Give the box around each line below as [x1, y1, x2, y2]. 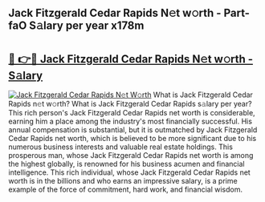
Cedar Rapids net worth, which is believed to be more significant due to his [8, 134, 257, 143]
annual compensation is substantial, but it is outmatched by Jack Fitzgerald [8, 125, 258, 135]
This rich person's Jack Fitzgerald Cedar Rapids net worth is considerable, [8, 108, 255, 117]
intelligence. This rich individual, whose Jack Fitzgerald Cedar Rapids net [8, 168, 251, 177]
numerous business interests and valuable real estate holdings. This [8, 142, 233, 151]
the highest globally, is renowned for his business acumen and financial [8, 160, 245, 168]
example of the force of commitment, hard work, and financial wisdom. [8, 184, 243, 194]
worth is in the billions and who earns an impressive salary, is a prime [8, 176, 238, 185]
